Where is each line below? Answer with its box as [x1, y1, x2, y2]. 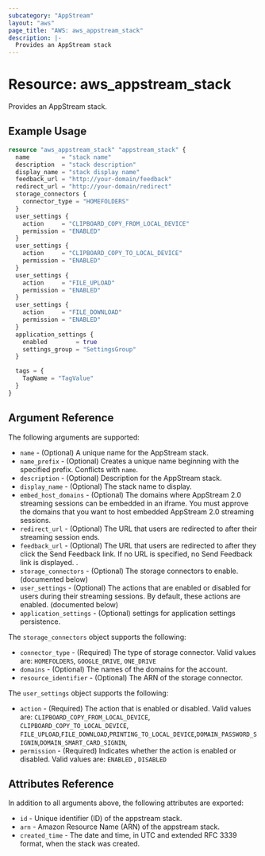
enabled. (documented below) [19, 599, 119, 609]
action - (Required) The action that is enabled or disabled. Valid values [19, 703, 252, 713]
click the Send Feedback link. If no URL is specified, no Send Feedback [19, 549, 253, 559]
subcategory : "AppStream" [8, 11, 94, 20]
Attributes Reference [8, 777, 114, 791]
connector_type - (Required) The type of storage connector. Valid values [19, 647, 256, 657]
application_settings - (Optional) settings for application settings [19, 608, 236, 618]
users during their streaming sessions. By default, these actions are [19, 591, 240, 601]
